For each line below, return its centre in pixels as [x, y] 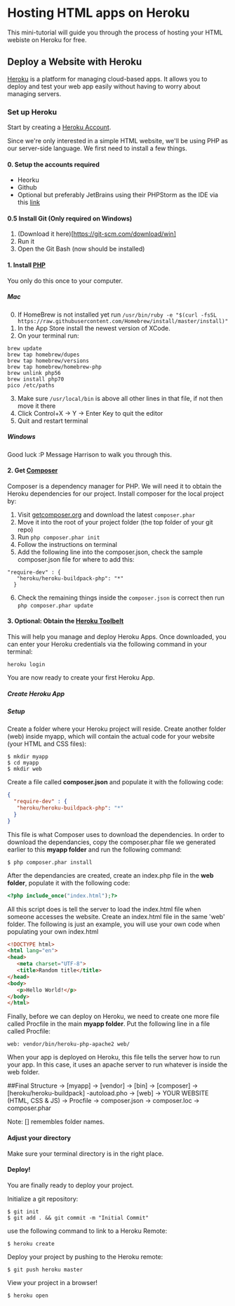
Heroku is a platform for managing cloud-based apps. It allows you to [107, 79]
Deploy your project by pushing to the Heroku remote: [85, 1256]
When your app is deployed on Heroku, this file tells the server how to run [114, 1057]
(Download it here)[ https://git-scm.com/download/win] [97, 234]
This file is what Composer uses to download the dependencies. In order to [116, 834]
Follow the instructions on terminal [67, 544]
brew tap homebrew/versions [48, 361]
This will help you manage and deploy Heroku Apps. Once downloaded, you [117, 636]
